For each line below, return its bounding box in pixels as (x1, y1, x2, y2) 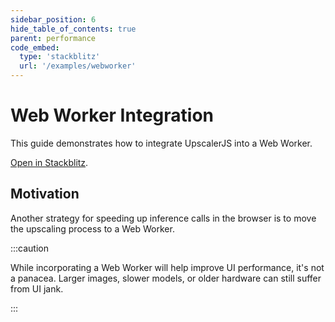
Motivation (10, 186, 80, 203)
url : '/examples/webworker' (19, 61, 137, 71)
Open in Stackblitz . (10, 156, 89, 168)
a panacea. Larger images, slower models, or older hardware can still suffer (10, 272, 322, 284)
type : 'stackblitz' (19, 52, 101, 62)
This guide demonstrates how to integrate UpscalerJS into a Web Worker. (10, 137, 313, 149)
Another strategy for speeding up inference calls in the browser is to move (10, 212, 317, 224)
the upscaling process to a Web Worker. (10, 222, 175, 235)
